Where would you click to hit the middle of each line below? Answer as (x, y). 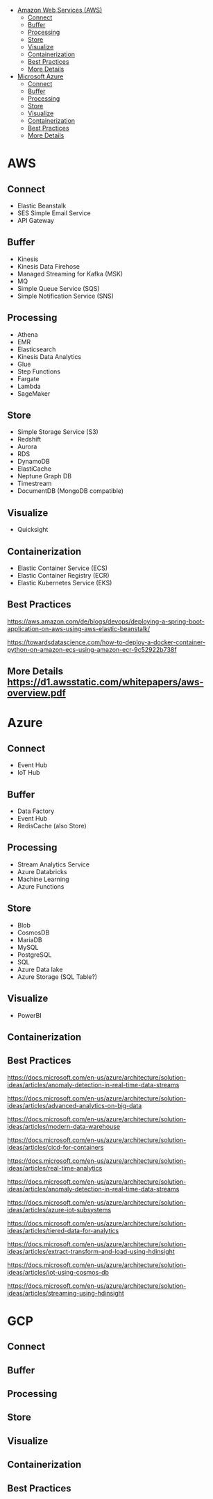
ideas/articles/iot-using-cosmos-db (58, 1272)
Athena (27, 334)
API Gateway (35, 220)
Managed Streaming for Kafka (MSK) (70, 274)
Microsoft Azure (40, 76)
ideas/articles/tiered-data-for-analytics (63, 1230)
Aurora (27, 446)
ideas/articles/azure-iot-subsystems (59, 1209)
